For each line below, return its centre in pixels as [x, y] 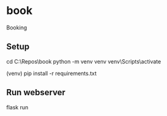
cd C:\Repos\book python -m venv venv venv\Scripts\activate [84, 61]
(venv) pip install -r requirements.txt [52, 73]
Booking [17, 27]
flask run [17, 107]
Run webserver [36, 92]
